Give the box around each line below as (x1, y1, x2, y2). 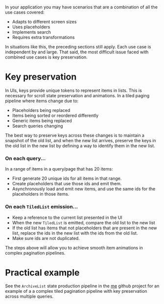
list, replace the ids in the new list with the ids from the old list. (12, 230, 138, 236)
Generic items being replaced (12, 117, 72, 124)
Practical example (5, 267, 80, 278)
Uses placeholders (12, 24, 50, 30)
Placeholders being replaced (12, 107, 70, 113)
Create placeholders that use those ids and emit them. (12, 181, 122, 187)
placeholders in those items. (12, 191, 70, 197)
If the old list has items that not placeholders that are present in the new (12, 225, 158, 231)
